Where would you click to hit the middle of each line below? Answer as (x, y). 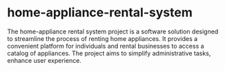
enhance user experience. (44, 60)
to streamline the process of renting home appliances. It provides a (102, 38)
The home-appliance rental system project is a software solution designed (113, 31)
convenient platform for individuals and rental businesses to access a (106, 46)
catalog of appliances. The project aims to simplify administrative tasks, (109, 53)
